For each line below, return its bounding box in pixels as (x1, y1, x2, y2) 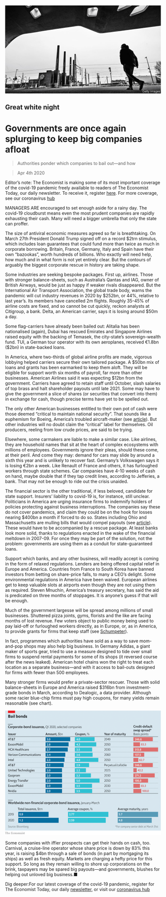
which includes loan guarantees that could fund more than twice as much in (5, 241, 160, 247)
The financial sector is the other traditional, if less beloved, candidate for (5, 488, 153, 494)
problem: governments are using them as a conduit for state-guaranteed (5, 541, 153, 547)
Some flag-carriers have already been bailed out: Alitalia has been (5, 323, 140, 329)
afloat (5, 144, 30, 155)
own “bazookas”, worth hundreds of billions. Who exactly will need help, (5, 251, 152, 257)
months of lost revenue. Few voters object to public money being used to (5, 617, 154, 623)
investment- (126, 684, 151, 690)
